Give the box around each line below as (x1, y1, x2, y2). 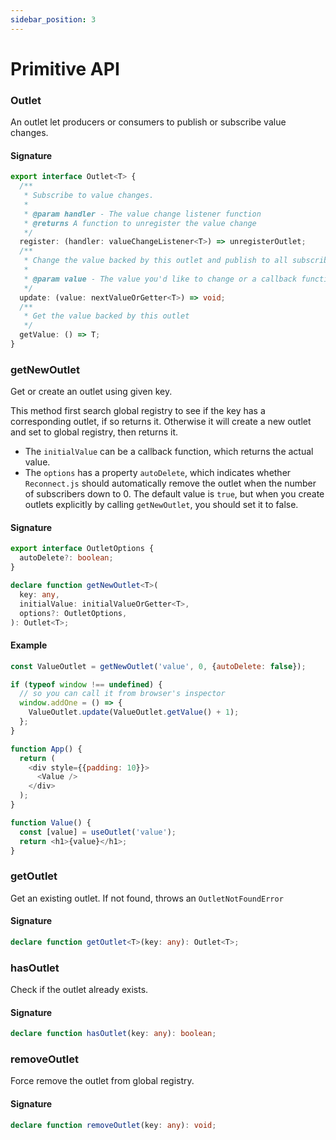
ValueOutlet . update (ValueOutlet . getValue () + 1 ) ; (28, 707, 240, 718)
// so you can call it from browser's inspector (19, 689, 226, 699)
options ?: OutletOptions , (19, 608, 128, 618)
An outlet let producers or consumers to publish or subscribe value (10, 116, 287, 128)
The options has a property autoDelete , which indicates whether (24, 467, 292, 479)
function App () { (10, 744, 83, 754)
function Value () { (10, 817, 92, 828)
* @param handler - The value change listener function (23, 209, 262, 219)
